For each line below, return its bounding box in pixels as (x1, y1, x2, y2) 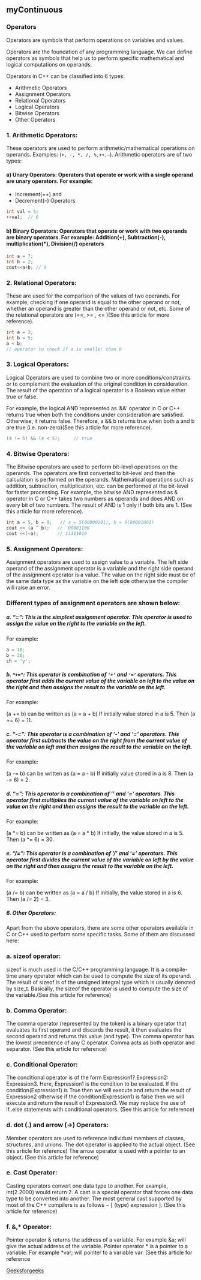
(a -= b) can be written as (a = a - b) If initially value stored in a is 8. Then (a (6, 770, 194, 777)
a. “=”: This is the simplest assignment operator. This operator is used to (6, 614, 193, 621)
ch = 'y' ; (6, 658, 31, 664)
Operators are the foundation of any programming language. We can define (6, 48, 193, 55)
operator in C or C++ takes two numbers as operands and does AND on (6, 495, 184, 503)
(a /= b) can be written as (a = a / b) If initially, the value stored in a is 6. (6, 889, 183, 896)
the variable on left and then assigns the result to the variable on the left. (6, 743, 193, 750)
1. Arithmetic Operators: (6, 131, 78, 139)
